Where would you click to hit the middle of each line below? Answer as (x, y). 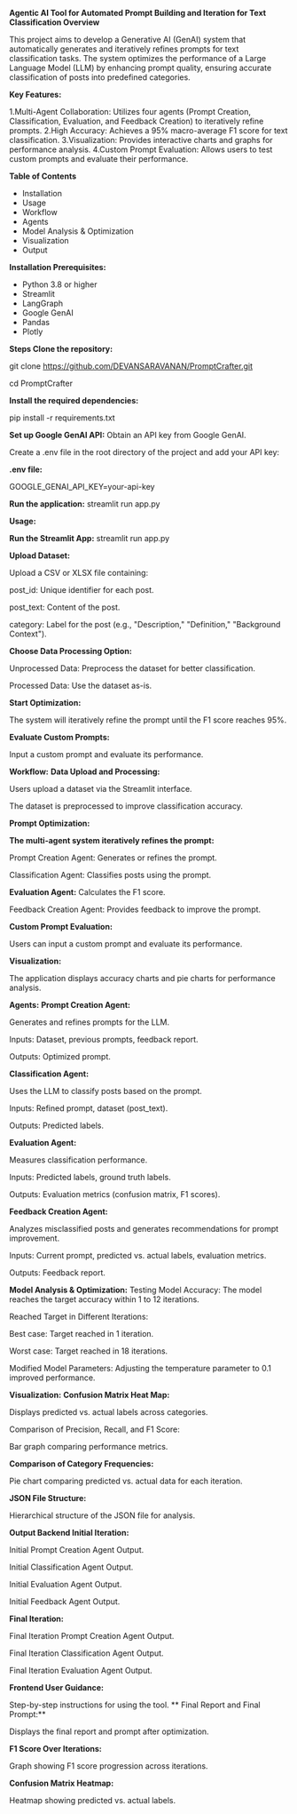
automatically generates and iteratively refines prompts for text (124, 49)
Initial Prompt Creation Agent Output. (77, 1550)
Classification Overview (55, 22)
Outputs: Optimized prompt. (60, 1056)
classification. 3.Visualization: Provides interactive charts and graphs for (141, 140)
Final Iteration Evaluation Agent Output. (81, 1670)
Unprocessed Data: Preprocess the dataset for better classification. (132, 668)
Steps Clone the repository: (61, 349)
